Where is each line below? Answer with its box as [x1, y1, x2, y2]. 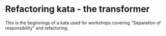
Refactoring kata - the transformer [5, 3, 150, 15]
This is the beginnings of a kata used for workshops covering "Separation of [5, 20, 161, 26]
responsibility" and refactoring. [5, 25, 68, 31]
